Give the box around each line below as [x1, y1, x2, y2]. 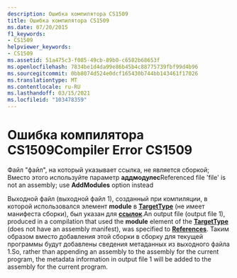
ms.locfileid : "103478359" [7, 97, 87, 104]
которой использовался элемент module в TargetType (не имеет [7, 202, 205, 210]
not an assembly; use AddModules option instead [7, 181, 154, 189]
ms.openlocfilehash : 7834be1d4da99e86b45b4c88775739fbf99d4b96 [7, 63, 199, 70]
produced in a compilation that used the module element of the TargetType [7, 217, 229, 225]
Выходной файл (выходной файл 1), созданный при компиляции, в [7, 194, 208, 203]
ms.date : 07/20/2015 [7, 23, 69, 31]
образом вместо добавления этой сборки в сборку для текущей [7, 232, 204, 240]
